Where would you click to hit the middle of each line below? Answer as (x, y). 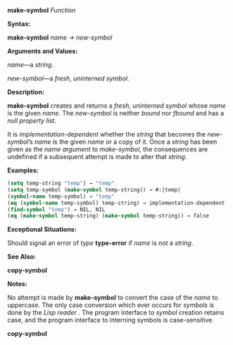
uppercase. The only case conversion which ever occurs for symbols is (111, 305)
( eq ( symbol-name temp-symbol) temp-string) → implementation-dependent (116, 203)
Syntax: (19, 24)
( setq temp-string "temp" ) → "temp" (61, 183)
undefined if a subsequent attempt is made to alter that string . (97, 157)
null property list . (32, 120)
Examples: (23, 170)
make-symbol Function (42, 10)
